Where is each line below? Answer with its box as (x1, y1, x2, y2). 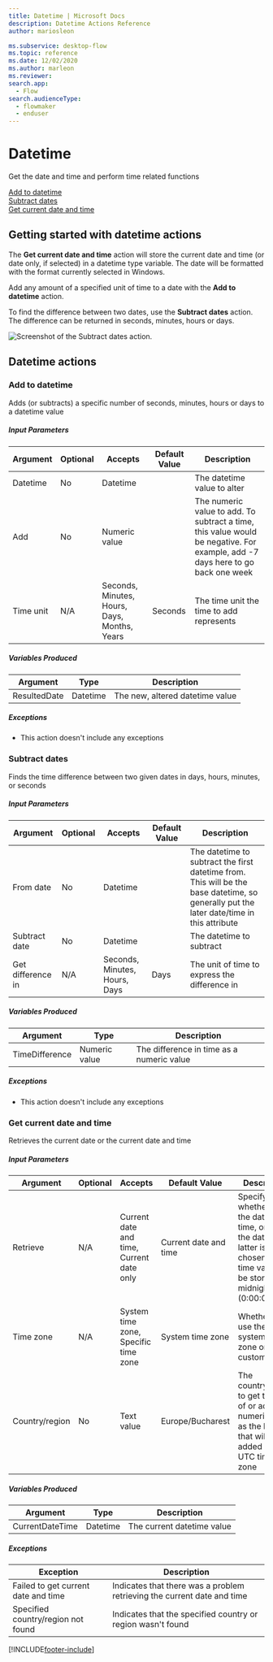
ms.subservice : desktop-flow (8, 41, 107, 50)
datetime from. (189, 866, 246, 878)
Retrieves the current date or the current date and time (8, 1135, 192, 1145)
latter (237, 1241, 258, 1252)
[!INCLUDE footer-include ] (8, 1644, 95, 1654)
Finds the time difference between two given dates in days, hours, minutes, (8, 771, 260, 781)
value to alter (194, 482, 245, 493)
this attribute (189, 917, 238, 928)
